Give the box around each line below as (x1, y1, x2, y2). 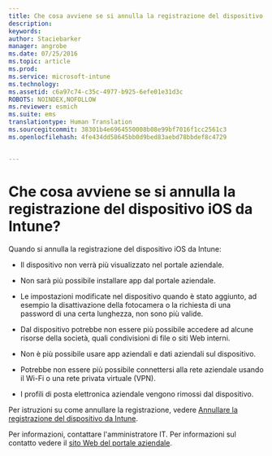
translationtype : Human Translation (8, 118, 132, 126)
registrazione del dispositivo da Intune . (8, 413, 138, 423)
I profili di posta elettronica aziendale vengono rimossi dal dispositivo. (19, 388, 254, 399)
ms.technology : (8, 80, 60, 88)
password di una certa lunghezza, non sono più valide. (19, 309, 204, 318)
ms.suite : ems (8, 111, 57, 119)
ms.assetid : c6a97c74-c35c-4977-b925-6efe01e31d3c (8, 87, 183, 96)
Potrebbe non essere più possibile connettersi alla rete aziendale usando (19, 364, 264, 375)
